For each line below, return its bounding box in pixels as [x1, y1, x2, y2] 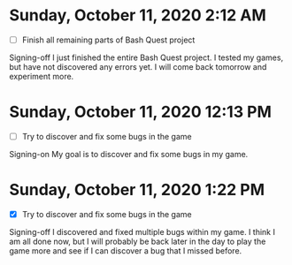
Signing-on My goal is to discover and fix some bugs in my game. [9, 149, 249, 159]
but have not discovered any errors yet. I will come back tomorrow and [9, 62, 267, 72]
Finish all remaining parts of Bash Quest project [21, 34, 196, 45]
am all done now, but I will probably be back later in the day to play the [9, 236, 266, 246]
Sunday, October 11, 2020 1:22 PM [9, 180, 265, 200]
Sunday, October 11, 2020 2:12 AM [9, 5, 267, 26]
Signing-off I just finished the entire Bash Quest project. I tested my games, [9, 52, 284, 63]
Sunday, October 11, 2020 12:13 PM [9, 102, 273, 122]
